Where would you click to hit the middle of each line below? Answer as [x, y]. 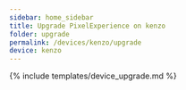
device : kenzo [36, 51]
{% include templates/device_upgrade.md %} [93, 76]
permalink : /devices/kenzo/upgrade [76, 42]
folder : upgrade [39, 34]
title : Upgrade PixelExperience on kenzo [88, 26]
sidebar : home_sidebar [51, 17]
